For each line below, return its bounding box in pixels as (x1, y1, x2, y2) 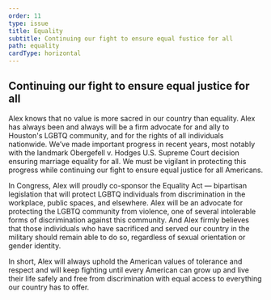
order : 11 (8, 11, 42, 20)
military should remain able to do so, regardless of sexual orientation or (8, 232, 246, 242)
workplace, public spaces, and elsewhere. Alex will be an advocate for (8, 197, 243, 207)
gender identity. (8, 240, 61, 251)
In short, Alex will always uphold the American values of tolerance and (8, 256, 243, 266)
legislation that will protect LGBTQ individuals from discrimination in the (8, 189, 246, 199)
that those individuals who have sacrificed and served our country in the (8, 223, 250, 233)
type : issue (8, 19, 49, 27)
